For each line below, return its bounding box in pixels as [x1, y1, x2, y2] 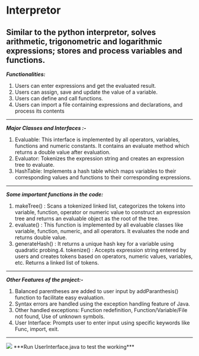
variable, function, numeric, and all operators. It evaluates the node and [14, 228, 190, 234]
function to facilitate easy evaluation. [14, 294, 105, 301]
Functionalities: [6, 71, 46, 78]
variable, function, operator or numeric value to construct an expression [14, 209, 191, 215]
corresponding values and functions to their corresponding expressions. [14, 174, 191, 181]
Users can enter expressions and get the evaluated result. [14, 82, 156, 89]
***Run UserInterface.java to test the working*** [13, 344, 135, 350]
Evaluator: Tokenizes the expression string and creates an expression [14, 155, 185, 162]
